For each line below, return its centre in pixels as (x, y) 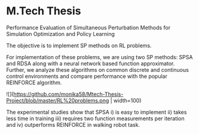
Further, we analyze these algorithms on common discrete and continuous (98, 69)
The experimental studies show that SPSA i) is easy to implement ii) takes (97, 112)
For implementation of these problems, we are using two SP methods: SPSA (99, 57)
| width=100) (126, 100)
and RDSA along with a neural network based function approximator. (91, 63)
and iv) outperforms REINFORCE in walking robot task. (73, 124)
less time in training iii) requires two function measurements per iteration (96, 118)
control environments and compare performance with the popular (87, 76)
